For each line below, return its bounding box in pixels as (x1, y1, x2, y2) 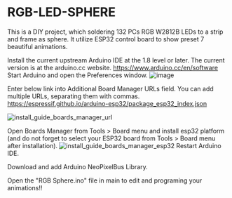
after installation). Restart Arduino (7, 141, 222, 150)
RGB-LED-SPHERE (7, 4, 116, 20)
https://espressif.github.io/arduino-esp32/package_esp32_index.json (7, 99, 207, 107)
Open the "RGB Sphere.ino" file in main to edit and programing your (7, 176, 203, 185)
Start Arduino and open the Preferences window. (7, 71, 149, 79)
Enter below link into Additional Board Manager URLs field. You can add (7, 84, 214, 93)
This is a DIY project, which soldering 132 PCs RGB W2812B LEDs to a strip (7, 27, 224, 36)
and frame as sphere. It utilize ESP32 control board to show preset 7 (7, 34, 205, 43)
